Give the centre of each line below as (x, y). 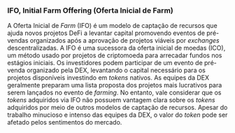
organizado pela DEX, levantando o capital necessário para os (116, 70)
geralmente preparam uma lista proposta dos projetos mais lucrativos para (115, 85)
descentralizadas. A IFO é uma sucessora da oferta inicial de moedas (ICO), (116, 48)
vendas (18, 41)
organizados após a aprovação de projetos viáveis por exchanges (124, 41)
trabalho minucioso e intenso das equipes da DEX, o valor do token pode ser (117, 115)
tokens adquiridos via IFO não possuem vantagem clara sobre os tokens (111, 100)
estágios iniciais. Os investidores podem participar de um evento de (105, 63)
